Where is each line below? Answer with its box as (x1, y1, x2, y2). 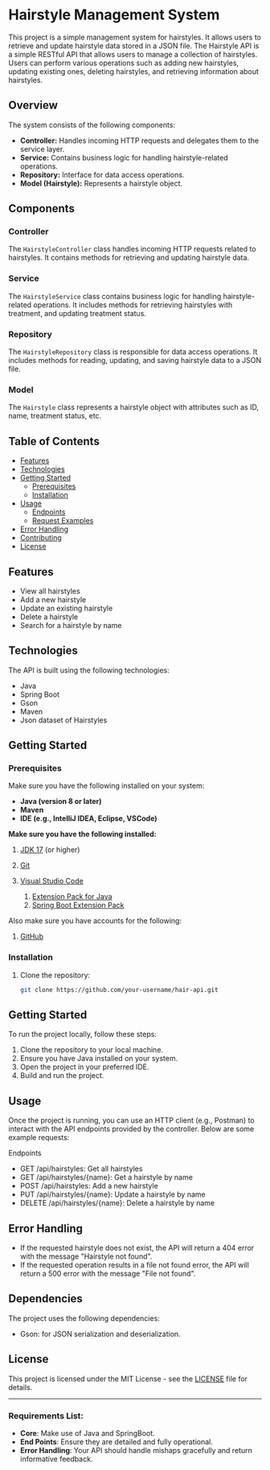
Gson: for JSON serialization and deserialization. (19, 1329, 181, 1339)
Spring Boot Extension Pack (31, 901, 125, 910)
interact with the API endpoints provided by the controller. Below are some (8, 1124, 255, 1134)
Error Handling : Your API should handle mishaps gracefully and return (19, 1445, 253, 1455)
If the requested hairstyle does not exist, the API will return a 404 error (19, 1243, 255, 1253)
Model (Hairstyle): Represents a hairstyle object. (19, 178, 183, 188)
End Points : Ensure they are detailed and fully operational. (19, 1437, 213, 1447)
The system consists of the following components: (8, 119, 175, 130)
